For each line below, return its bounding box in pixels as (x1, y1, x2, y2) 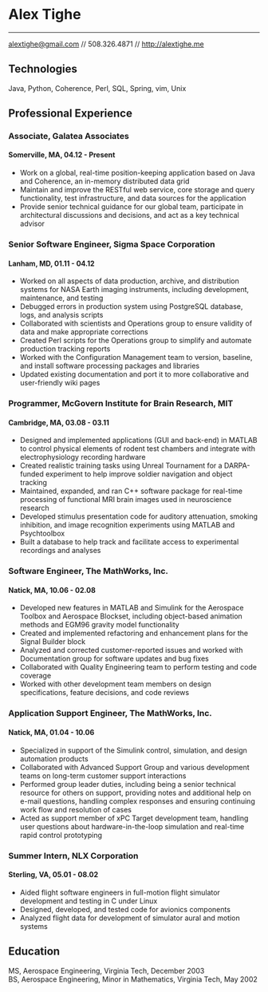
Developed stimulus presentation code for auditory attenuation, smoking (19, 512, 258, 521)
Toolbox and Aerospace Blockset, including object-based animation (19, 611, 243, 621)
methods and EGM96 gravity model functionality (19, 620, 179, 630)
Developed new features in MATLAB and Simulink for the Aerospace (19, 603, 244, 613)
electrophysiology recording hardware (19, 453, 146, 462)
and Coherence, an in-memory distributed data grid (19, 176, 190, 186)
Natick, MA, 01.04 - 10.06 (8, 727, 95, 737)
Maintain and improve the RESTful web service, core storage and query (19, 185, 255, 195)
